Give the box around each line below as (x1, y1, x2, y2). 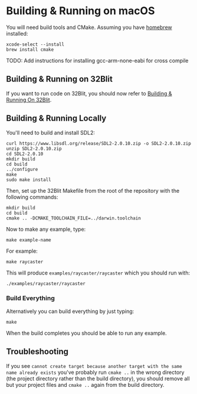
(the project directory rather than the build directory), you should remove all (6, 374, 190, 382)
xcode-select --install (6, 41, 65, 47)
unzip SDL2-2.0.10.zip (6, 146, 62, 151)
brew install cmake (6, 46, 54, 53)
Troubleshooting (6, 347, 69, 357)
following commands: (6, 193, 58, 201)
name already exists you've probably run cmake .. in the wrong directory (6, 369, 185, 376)
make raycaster (6, 259, 44, 264)
